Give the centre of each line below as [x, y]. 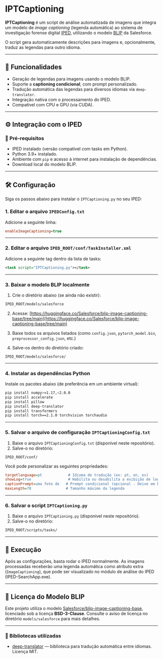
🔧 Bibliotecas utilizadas [33, 636]
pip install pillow [25, 402]
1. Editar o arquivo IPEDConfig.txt [45, 211]
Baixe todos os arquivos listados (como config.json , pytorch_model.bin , [84, 333]
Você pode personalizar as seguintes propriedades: [57, 466]
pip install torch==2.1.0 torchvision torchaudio [56, 416]
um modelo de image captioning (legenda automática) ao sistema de [74, 27]
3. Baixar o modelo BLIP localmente [47, 284]
